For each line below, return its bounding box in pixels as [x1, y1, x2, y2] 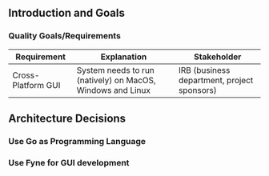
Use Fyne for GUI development [8, 157, 130, 168]
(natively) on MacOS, [76, 74, 156, 86]
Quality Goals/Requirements [8, 30, 122, 42]
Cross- [12, 70, 40, 81]
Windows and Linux [76, 84, 151, 95]
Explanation [100, 51, 147, 62]
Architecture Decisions [8, 112, 126, 126]
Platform [12, 79, 45, 90]
